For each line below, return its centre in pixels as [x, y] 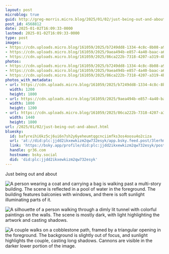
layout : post [19, 10]
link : [16, 146]
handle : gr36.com [28, 150]
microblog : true [22, 15]
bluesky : [14, 131]
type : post [17, 38]
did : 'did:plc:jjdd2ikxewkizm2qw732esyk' [54, 159]
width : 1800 [22, 104]
